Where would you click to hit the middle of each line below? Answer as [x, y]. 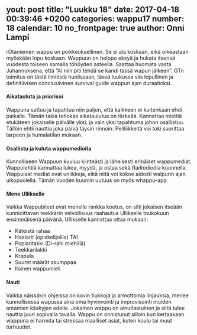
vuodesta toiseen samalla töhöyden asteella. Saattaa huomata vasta [89, 64]
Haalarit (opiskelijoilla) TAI [46, 237]
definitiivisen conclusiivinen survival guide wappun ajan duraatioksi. [89, 83]
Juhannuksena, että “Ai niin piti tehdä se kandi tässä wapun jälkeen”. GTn [95, 70]
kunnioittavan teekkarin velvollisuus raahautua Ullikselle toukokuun [88, 213]
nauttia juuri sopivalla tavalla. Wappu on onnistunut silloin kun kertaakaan [95, 314]
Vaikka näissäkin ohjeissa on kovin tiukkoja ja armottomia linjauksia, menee [98, 295]
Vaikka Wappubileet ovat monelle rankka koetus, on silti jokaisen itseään [94, 207]
